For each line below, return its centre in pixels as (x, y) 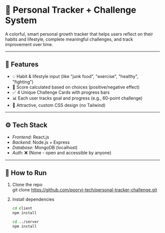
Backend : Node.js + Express (41, 142)
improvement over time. (29, 44)
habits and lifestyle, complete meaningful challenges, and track (69, 39)
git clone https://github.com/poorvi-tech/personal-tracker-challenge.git (84, 190)
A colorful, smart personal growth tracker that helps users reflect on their (79, 34)
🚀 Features (22, 65)
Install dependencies (33, 199)
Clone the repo (27, 185)
